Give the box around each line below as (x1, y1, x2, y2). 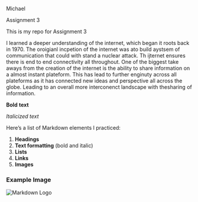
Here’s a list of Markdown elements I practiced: (6, 124, 121, 131)
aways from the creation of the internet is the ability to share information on (6, 65, 190, 72)
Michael (6, 5, 25, 12)
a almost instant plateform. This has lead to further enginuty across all (6, 71, 177, 78)
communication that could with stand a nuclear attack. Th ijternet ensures (6, 52, 186, 59)
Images (14, 161, 34, 168)
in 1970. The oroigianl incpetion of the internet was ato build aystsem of (6, 46, 180, 53)
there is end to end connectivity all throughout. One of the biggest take (6, 59, 179, 65)
